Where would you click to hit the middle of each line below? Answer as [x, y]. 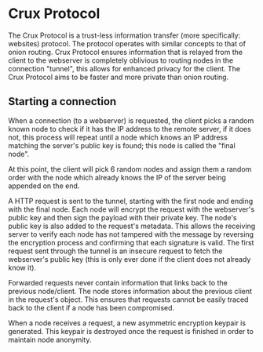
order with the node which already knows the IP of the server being [117, 177]
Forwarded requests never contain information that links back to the [118, 282]
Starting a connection [62, 102]
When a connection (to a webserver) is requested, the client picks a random [131, 120]
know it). [22, 267]
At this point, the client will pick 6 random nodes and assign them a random [130, 169]
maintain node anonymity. [50, 339]
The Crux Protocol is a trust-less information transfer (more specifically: [124, 35]
